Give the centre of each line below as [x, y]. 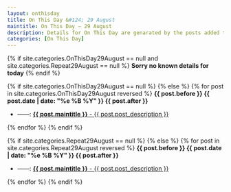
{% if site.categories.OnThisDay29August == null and [83, 58]
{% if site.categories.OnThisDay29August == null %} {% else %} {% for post [115, 86]
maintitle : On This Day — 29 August [59, 26]
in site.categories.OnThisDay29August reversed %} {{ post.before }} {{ [108, 94]
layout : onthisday [33, 13]
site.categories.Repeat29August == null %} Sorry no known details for [108, 66]
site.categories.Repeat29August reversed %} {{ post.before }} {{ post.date [114, 148]
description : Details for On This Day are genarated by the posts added [113, 33]
